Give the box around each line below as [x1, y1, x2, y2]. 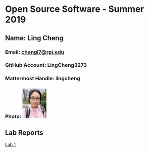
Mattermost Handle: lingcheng [5, 75, 81, 82]
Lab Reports [5, 128, 44, 137]
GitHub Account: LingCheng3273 [5, 62, 87, 69]
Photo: [5, 113, 22, 120]
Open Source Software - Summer [5, 3, 145, 15]
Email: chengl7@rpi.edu [5, 49, 64, 55]
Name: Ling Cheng [5, 34, 64, 42]
